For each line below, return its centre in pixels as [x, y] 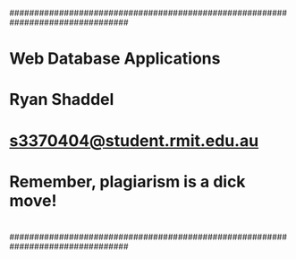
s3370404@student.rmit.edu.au [134, 140]
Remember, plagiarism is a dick [127, 181]
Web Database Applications [115, 59]
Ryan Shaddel [62, 100]
